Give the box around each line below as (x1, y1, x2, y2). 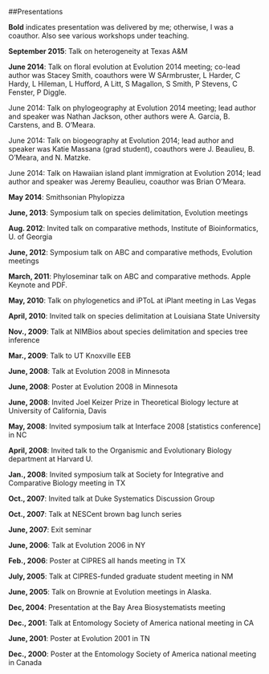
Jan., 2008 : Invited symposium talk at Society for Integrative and (8, 469, 224, 479)
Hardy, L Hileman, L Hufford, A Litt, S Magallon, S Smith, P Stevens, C (8, 79, 238, 88)
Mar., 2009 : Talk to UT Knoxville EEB (8, 351, 131, 360)
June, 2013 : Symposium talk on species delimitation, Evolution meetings (8, 208, 249, 217)
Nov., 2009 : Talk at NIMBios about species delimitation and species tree (8, 327, 248, 336)
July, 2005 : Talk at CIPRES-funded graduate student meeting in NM (8, 571, 234, 581)
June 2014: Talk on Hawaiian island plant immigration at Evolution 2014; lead (8, 168, 262, 177)
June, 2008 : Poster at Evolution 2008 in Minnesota (8, 382, 178, 392)
